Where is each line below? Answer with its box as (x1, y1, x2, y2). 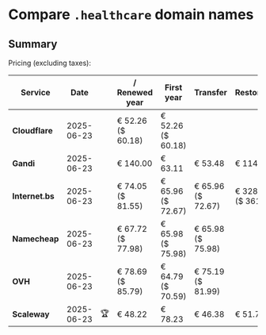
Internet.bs (12, 191, 55, 202)
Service (21, 87, 51, 98)
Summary (8, 37, 58, 51)
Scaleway (12, 309, 50, 319)
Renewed (116, 87, 153, 98)
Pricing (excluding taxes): (8, 58, 92, 67)
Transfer (193, 87, 228, 98)
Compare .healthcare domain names (8, 6, 254, 24)
